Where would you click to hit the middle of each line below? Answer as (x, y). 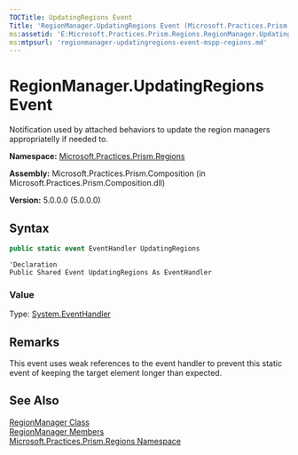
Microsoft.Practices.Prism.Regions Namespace (95, 441)
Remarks (35, 342)
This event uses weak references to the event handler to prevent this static (145, 363)
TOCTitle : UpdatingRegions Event (71, 17)
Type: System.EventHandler (60, 314)
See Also (34, 401)
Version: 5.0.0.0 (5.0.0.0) (55, 200)
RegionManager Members (57, 431)
